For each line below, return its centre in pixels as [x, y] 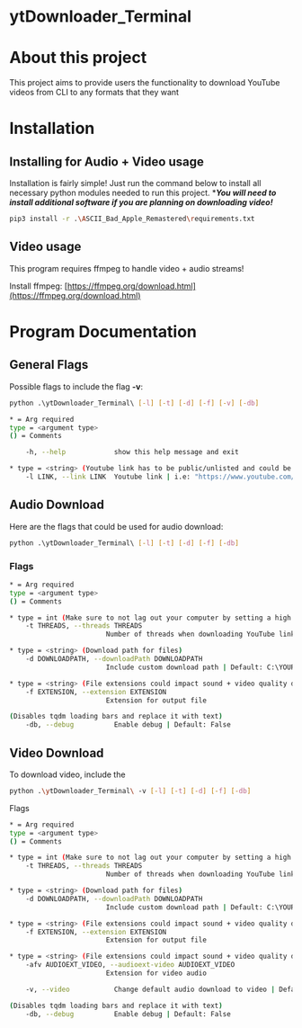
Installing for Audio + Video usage [107, 161]
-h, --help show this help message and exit [133, 452]
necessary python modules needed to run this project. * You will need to [143, 193]
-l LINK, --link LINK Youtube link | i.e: [108, 477]
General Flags [49, 365]
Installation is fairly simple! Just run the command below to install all [135, 183]
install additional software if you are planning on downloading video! [141, 202]
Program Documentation [103, 332]
